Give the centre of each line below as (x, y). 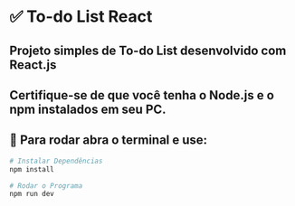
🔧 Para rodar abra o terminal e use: (109, 140)
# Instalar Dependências (56, 161)
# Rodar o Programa (46, 186)
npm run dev (32, 194)
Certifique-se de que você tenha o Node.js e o (142, 95)
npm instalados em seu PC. (88, 109)
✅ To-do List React (81, 17)
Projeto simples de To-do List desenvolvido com (148, 50)
